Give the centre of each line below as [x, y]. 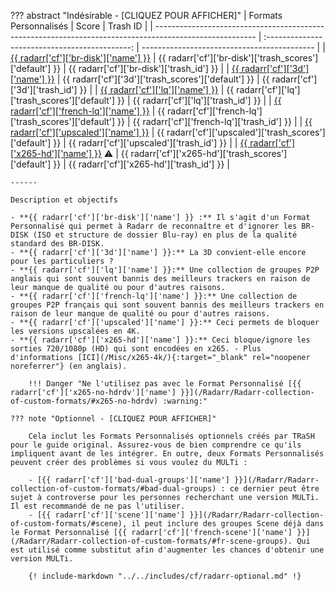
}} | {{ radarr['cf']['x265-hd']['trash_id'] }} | [141, 164]
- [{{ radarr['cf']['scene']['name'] [107, 515]
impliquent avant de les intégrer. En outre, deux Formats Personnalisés [167, 454]
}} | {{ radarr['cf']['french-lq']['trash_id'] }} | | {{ [215, 121]
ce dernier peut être [274, 489]
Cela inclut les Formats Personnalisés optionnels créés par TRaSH [171, 436]
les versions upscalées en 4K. [75, 331]
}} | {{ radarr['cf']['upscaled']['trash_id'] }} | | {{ [150, 143]
